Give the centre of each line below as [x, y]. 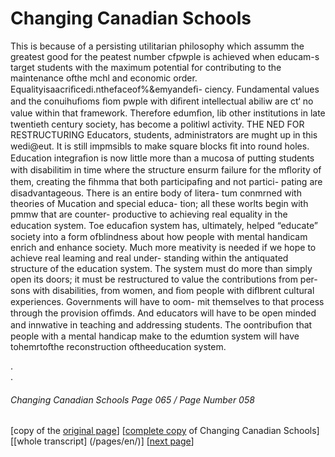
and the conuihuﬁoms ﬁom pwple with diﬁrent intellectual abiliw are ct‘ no [162, 101]
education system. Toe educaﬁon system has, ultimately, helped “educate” [164, 225]
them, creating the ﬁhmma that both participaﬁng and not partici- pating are [166, 181]
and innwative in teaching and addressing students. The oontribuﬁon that [161, 324]
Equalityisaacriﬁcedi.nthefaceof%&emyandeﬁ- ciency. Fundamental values [165, 89]
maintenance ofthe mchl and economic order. [104, 78]
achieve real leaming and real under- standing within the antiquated [149, 258]
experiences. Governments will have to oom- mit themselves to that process [167, 301]
